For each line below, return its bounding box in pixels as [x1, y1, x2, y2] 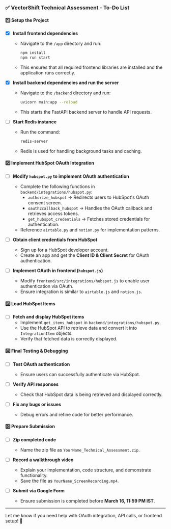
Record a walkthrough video [12, 457, 74, 463]
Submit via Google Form [12, 488, 65, 494]
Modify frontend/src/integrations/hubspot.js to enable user [20, 278, 150, 284]
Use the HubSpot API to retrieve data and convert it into [20, 325, 137, 331]
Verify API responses [12, 381, 59, 387]
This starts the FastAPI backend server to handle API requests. [20, 109, 152, 115]
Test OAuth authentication [12, 361, 70, 367]
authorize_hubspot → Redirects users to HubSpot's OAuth [27, 194, 149, 200]
